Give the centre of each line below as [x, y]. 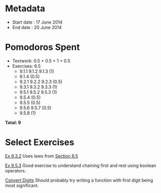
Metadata [25, 9]
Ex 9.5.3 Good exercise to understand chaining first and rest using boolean [80, 165]
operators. [15, 170]
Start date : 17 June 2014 [37, 22]
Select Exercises [40, 142]
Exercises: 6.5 [26, 66]
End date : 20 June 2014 [37, 27]
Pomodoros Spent [42, 47]
